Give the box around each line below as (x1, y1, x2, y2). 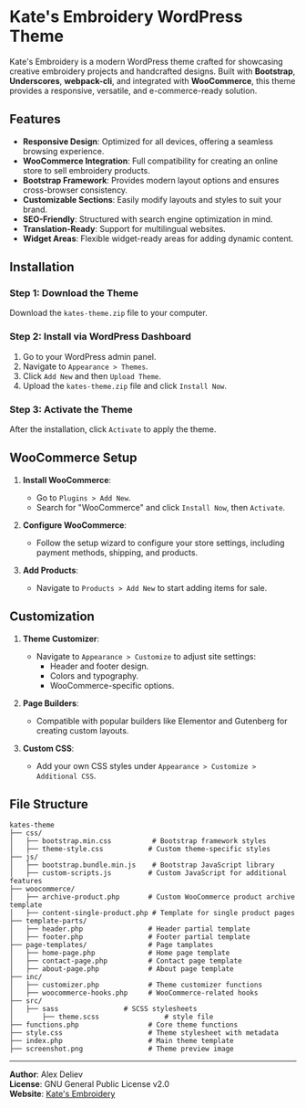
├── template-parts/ (9, 916, 88, 926)
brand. (22, 204, 48, 215)
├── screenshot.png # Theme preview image (9, 1044, 234, 1054)
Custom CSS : (22, 743, 75, 754)
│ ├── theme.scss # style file (9, 1012, 214, 1022)
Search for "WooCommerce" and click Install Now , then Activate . (36, 501, 285, 512)
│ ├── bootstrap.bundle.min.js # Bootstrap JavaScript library (9, 860, 275, 870)
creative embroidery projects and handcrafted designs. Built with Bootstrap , (9, 66, 296, 77)
